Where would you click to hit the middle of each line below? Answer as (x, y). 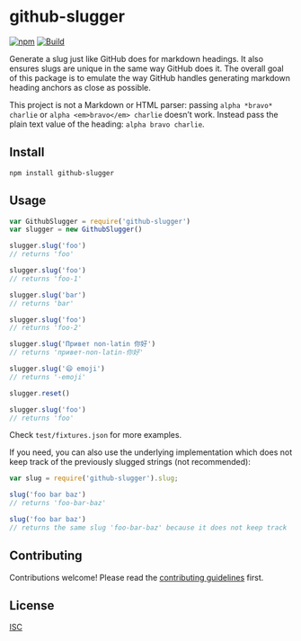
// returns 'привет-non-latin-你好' (76, 352)
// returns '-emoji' (48, 377)
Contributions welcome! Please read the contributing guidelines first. (137, 577)
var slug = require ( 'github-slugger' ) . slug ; (94, 478)
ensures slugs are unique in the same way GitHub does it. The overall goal (147, 68)
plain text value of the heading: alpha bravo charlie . (107, 124)
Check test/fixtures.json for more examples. (96, 435)
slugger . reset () (40, 393)
